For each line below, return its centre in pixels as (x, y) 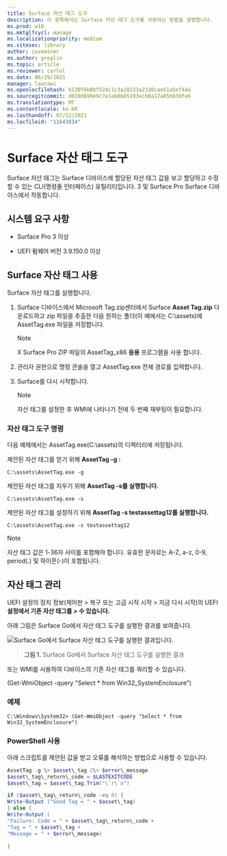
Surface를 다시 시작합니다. (53, 382)
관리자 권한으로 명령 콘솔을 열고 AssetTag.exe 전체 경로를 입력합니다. (110, 367)
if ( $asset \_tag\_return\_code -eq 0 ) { (66, 796)
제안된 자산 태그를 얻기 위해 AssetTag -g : (64, 459)
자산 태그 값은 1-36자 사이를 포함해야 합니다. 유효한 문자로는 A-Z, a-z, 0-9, (107, 552)
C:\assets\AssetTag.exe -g (45, 473)
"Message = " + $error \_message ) (55, 833)
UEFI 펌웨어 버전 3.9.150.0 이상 (59, 252)
